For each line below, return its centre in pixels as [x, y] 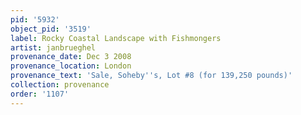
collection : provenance [60, 85]
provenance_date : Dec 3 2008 [71, 57]
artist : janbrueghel [53, 47]
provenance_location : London [71, 66]
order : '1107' [40, 94]
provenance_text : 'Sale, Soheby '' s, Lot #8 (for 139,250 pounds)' [151, 76]
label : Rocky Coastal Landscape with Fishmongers [116, 38]
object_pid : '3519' [51, 29]
